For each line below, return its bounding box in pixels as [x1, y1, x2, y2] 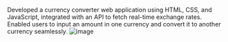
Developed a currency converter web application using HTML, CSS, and [7, 6, 212, 14]
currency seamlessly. [7, 27, 68, 35]
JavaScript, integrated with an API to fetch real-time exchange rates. [7, 13, 202, 21]
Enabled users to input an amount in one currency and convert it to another [7, 20, 221, 28]
